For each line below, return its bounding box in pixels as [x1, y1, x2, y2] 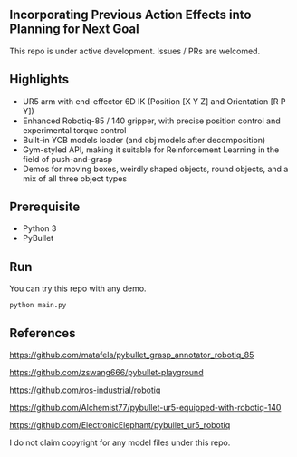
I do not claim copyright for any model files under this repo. [9, 437, 231, 448]
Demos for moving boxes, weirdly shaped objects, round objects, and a [22, 163, 289, 174]
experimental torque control [22, 124, 127, 135]
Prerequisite [9, 199, 81, 215]
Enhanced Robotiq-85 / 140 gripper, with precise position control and [22, 115, 281, 126]
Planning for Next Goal [9, 22, 139, 37]
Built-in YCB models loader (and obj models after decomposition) [22, 134, 266, 145]
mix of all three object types [22, 172, 128, 184]
